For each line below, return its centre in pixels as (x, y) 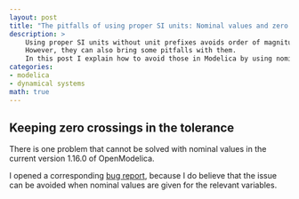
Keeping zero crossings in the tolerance (122, 127)
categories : (31, 68)
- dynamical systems (48, 84)
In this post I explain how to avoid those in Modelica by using (149, 59)
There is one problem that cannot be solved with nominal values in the (138, 149)
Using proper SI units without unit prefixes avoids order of (143, 42)
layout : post (33, 17)
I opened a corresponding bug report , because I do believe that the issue (143, 176)
